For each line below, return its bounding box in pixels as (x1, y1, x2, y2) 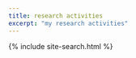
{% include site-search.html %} (8, 41, 113, 51)
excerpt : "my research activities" (8, 19, 129, 27)
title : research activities (8, 11, 104, 20)
